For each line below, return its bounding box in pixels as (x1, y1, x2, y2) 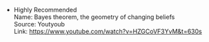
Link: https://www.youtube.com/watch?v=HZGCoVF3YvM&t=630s (13, 27, 202, 35)
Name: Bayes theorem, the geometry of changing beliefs (13, 13, 175, 21)
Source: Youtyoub (13, 20, 66, 28)
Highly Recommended (13, 6, 77, 14)
